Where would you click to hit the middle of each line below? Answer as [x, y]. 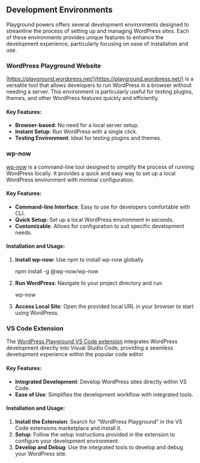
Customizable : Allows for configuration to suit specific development [99, 226]
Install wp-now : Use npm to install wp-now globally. [80, 260]
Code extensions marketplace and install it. [68, 428]
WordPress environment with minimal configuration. [70, 180]
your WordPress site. [41, 453]
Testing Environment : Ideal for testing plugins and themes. [88, 138]
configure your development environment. [67, 441]
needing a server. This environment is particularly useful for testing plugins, [100, 92]
